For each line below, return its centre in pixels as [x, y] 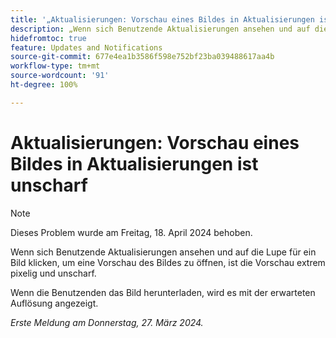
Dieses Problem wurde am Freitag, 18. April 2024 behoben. [131, 232]
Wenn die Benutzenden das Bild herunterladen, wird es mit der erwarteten [163, 292]
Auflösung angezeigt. [54, 303]
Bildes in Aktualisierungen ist [134, 163]
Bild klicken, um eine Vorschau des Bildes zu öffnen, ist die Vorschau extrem [168, 262]
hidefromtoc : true [48, 38]
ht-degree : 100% [44, 85]
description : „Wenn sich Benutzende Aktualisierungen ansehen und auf [160, 29]
